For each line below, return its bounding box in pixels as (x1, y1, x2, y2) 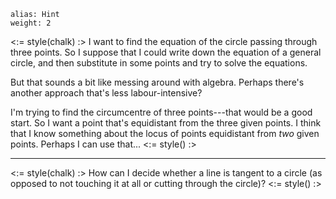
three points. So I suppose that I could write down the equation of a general (10, 46, 322, 58)
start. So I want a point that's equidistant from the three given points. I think (10, 117, 322, 129)
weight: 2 (10, 18, 52, 28)
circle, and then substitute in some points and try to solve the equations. (10, 57, 308, 69)
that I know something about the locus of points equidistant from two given (10, 128, 320, 139)
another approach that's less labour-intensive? (10, 87, 203, 99)
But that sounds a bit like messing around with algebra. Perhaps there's (10, 76, 305, 88)
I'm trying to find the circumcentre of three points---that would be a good (10, 106, 313, 118)
